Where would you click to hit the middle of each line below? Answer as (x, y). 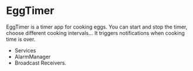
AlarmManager (33, 56)
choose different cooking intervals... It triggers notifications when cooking (95, 33)
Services (25, 50)
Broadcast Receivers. (40, 63)
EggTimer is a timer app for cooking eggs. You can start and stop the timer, (97, 27)
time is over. (21, 39)
